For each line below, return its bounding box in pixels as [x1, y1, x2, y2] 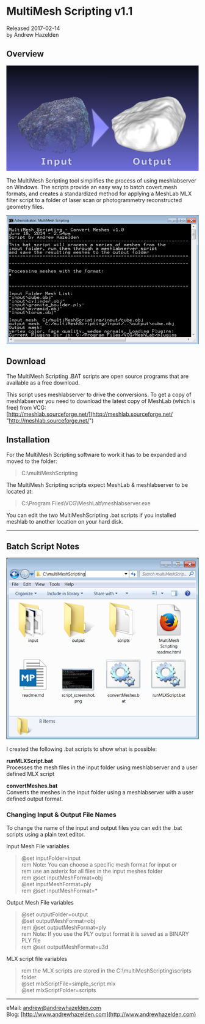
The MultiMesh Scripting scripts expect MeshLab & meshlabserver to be [6, 481, 188, 488]
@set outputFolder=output [21, 911, 88, 918]
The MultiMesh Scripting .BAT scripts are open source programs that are [6, 372, 189, 380]
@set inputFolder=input [21, 854, 81, 862]
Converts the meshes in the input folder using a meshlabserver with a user [6, 789, 194, 796]
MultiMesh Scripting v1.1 [6, 4, 133, 18]
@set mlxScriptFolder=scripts [21, 987, 96, 994]
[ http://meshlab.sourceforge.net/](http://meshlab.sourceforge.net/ [6, 410, 173, 418]
